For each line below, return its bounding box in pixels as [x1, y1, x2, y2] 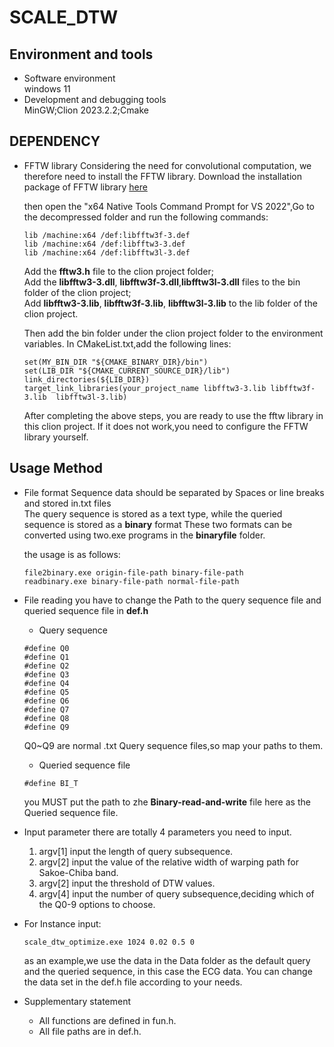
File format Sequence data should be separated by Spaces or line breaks [23, 486, 325, 498]
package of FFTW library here [23, 181, 148, 193]
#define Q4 [23, 678, 70, 688]
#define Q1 [23, 652, 70, 662]
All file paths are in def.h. [38, 1025, 142, 1037]
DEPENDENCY [9, 133, 101, 150]
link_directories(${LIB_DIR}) [23, 374, 151, 385]
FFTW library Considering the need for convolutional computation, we [23, 159, 312, 171]
